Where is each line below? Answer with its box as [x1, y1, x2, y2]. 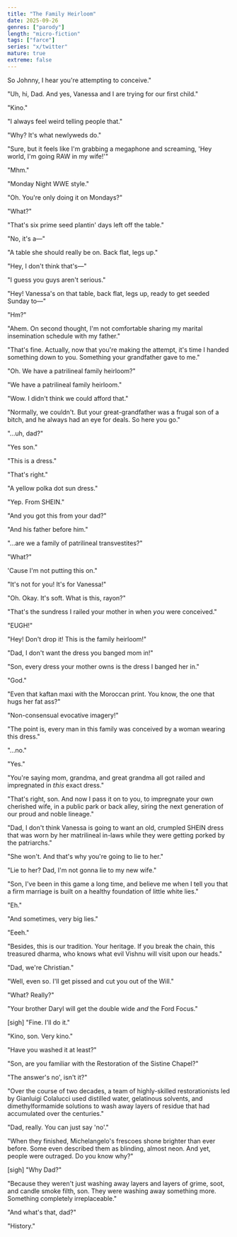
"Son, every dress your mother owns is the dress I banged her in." [7, 662, 200, 671]
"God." [7, 675, 27, 684]
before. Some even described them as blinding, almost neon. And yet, [7, 1144, 211, 1153]
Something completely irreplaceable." [7, 1194, 117, 1202]
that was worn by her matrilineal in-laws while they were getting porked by [7, 831, 225, 839]
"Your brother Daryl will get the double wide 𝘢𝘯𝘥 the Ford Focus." [7, 1004, 198, 1013]
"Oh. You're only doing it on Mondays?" [7, 193, 122, 202]
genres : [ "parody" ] [7, 23, 65, 30]
